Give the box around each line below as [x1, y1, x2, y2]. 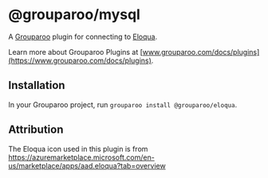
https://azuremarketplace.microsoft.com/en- [8, 153, 156, 162]
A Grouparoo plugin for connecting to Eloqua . [8, 32, 158, 41]
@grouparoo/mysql [8, 6, 141, 24]
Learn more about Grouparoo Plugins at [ [8, 47, 144, 56]
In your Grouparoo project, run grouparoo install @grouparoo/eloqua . [8, 99, 238, 109]
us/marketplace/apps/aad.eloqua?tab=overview [8, 161, 166, 170]
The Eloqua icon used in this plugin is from [8, 144, 148, 153]
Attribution [8, 123, 64, 137]
